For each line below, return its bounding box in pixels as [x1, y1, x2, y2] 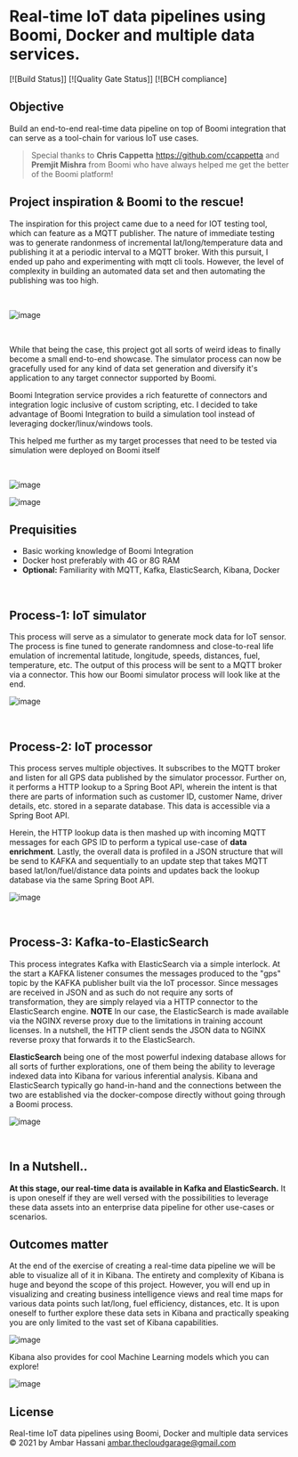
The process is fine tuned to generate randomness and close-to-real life [9, 641, 274, 652]
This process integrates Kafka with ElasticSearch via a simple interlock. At [9, 958, 280, 969]
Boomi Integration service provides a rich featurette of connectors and [9, 389, 268, 400]
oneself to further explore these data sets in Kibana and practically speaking [9, 1307, 289, 1319]
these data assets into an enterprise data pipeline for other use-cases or [9, 1201, 275, 1212]
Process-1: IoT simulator [9, 607, 147, 623]
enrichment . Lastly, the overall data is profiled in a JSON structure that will [9, 846, 283, 857]
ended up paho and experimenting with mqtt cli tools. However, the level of [9, 256, 285, 266]
